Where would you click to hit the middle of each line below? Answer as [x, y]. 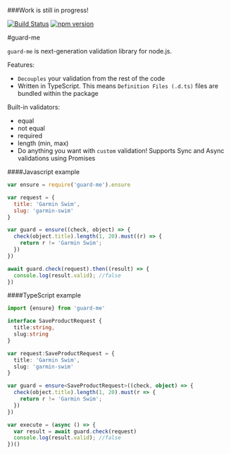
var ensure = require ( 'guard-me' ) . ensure [69, 185]
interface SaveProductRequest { [55, 321]
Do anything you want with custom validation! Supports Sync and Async [121, 151]
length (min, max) [43, 143]
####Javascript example [43, 172]
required [30, 136]
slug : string [31, 334]
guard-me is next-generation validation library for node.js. [90, 51]
